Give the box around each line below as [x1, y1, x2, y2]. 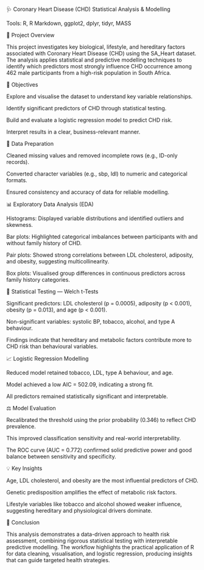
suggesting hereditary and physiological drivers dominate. [6, 507, 153, 514]
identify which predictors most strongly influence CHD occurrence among [6, 63, 192, 69]
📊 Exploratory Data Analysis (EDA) [6, 201, 94, 208]
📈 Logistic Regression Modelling [6, 355, 89, 362]
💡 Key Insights [6, 465, 43, 472]
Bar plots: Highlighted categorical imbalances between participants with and [6, 233, 198, 240]
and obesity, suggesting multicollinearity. [6, 258, 110, 265]
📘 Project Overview [6, 32, 55, 38]
